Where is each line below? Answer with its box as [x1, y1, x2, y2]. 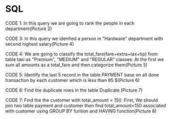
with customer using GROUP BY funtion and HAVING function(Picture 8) [5, 108, 157, 114]
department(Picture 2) [5, 25, 52, 31]
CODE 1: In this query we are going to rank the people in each [5, 20, 135, 26]
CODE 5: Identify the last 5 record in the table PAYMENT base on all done [5, 71, 159, 77]
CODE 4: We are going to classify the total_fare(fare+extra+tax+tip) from [5, 51, 158, 57]
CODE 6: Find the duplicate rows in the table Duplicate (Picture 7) [5, 87, 143, 93]
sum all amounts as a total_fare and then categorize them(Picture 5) [5, 62, 148, 68]
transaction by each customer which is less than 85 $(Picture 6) [5, 77, 140, 83]
